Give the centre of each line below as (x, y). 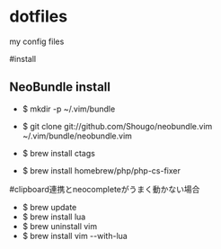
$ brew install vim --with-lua (75, 236)
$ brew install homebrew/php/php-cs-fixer (102, 170)
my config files (37, 41)
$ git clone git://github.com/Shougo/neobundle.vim (117, 126)
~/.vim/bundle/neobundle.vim (77, 136)
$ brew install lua (54, 217)
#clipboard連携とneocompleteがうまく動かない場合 (105, 189)
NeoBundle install (60, 87)
